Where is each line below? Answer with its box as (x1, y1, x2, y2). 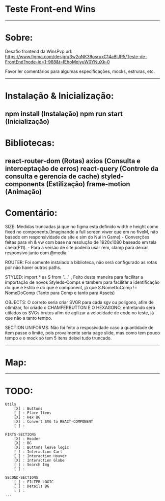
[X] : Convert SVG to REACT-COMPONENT (14, 419, 93, 424)
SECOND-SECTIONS (5, 475, 38, 480)
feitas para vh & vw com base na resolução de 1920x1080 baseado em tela (5, 239, 157, 245)
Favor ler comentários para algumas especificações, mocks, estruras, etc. (5, 68, 155, 74)
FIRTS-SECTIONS (5, 432, 36, 437)
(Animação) (5, 188, 42, 196)
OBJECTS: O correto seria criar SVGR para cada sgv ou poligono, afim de (5, 299, 154, 305)
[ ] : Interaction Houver (14, 453, 67, 459)
